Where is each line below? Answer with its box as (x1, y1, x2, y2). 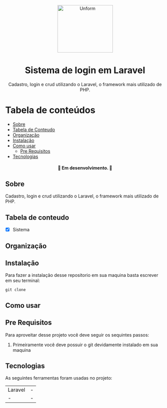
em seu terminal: (5, 277, 40, 283)
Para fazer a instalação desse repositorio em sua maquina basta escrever (5, 272, 158, 278)
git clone (5, 288, 26, 293)
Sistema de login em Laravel (24, 65, 146, 76)
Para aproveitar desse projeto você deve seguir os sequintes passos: (5, 332, 149, 338)
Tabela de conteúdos (5, 104, 96, 116)
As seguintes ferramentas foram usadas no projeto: (5, 375, 112, 381)
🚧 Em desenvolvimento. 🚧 (58, 165, 112, 171)
